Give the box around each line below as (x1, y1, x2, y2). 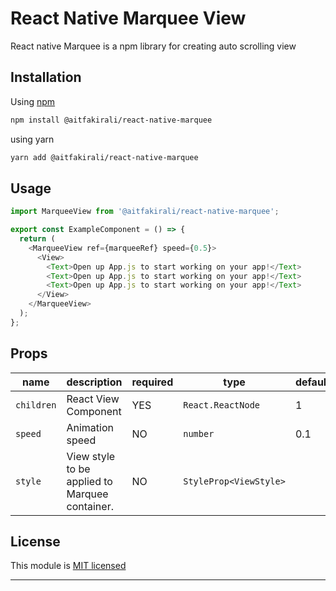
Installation (10, 69, 82, 86)
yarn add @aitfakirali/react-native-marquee (10, 152, 199, 162)
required (131, 375, 174, 389)
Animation (66, 420, 115, 434)
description (66, 375, 123, 389)
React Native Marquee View (10, 7, 247, 30)
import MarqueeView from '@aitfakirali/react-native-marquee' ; (10, 207, 280, 217)
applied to (66, 474, 113, 488)
